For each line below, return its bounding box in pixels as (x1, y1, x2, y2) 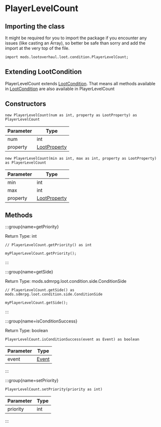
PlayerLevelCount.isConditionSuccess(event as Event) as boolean (5, 337, 139, 342)
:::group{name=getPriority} (5, 224, 59, 230)
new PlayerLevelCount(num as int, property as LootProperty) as (5, 112, 137, 118)
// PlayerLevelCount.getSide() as (5, 288, 75, 293)
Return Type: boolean (5, 328, 48, 334)
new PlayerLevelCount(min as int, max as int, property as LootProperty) (5, 156, 157, 161)
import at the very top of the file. (5, 46, 70, 51)
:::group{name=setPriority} (5, 378, 59, 383)
